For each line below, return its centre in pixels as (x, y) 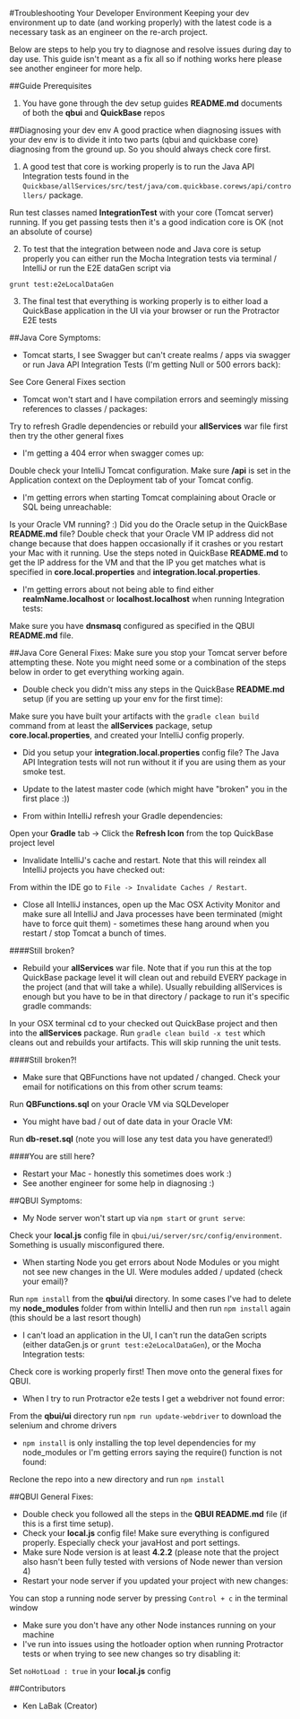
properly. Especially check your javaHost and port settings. (131, 1543)
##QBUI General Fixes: (51, 1496)
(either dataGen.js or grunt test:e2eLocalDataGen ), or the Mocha (141, 1344)
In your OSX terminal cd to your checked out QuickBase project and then (143, 1023)
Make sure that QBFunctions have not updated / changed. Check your (151, 1077)
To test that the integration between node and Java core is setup (141, 249)
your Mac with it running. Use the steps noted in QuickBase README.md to (149, 553)
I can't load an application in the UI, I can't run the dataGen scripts (144, 1335)
